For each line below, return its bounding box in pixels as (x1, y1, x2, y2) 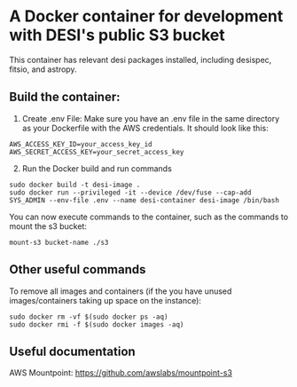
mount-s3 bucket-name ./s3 (9, 238, 109, 247)
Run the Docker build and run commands (21, 162, 173, 174)
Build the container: (9, 90, 121, 105)
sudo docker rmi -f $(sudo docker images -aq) (9, 320, 184, 329)
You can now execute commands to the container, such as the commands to (9, 211, 289, 222)
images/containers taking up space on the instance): (9, 295, 202, 305)
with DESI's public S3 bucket (9, 25, 225, 45)
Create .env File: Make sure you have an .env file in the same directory (21, 113, 280, 123)
